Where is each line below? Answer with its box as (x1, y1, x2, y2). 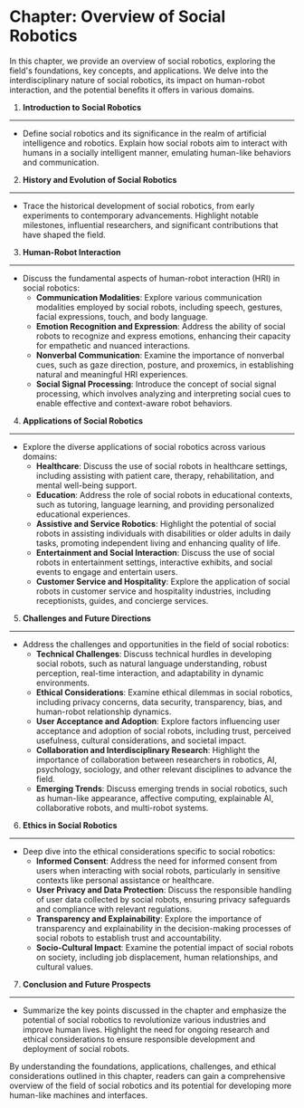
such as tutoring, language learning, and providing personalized (35, 499, 274, 510)
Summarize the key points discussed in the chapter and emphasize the (22, 1005, 287, 1016)
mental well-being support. (35, 480, 138, 491)
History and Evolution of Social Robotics (22, 174, 177, 185)
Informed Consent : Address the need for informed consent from (35, 855, 278, 866)
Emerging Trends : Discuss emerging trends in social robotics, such (35, 783, 288, 794)
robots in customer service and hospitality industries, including (35, 586, 271, 597)
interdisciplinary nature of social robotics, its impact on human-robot (9, 74, 265, 85)
